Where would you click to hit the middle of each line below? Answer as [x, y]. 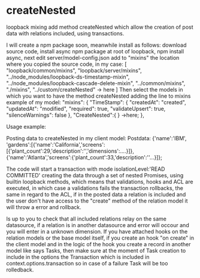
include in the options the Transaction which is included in [78, 257]
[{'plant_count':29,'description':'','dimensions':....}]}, [70, 151]
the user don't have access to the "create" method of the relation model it [97, 201]
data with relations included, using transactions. [65, 33]
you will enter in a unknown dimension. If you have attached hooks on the [97, 231]
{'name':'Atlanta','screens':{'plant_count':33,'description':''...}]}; [84, 157]
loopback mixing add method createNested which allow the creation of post [100, 27]
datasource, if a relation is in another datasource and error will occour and [98, 225]
